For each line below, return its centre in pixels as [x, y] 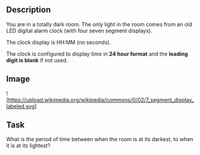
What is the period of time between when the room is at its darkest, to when [100, 139]
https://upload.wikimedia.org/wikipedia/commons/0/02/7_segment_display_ [101, 100]
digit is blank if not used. [37, 60]
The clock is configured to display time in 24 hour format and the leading [97, 54]
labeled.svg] [22, 106]
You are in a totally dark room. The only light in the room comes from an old [99, 24]
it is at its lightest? [28, 145]
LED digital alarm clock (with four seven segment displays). [79, 31]
